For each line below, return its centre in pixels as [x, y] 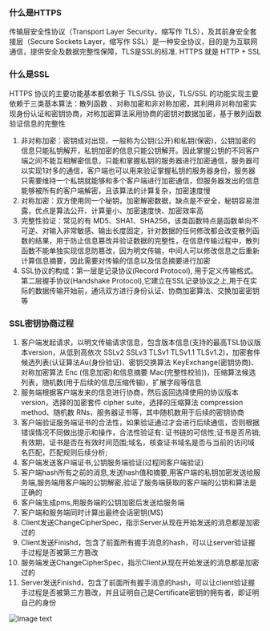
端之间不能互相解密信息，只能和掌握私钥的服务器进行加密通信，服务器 [137, 160]
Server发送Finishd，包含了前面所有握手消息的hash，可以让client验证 [134, 582]
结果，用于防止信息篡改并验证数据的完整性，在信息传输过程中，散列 [147, 240]
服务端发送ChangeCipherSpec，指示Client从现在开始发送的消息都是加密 [140, 562]
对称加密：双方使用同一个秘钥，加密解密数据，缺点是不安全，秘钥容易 [137, 200]
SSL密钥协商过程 [42, 324]
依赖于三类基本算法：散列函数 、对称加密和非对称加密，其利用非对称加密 [129, 103]
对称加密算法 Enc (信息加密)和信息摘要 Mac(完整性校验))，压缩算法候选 [138, 372]
